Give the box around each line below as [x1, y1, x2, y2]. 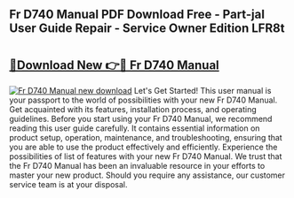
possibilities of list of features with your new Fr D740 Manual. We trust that [9, 151, 282, 162]
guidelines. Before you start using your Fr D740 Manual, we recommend [9, 114, 273, 124]
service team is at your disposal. [9, 179, 128, 189]
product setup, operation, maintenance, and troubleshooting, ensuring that [9, 133, 282, 142]
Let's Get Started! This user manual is [133, 86, 272, 95]
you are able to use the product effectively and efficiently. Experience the [9, 141, 278, 152]
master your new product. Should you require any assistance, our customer [9, 170, 286, 180]
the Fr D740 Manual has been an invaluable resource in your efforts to [9, 161, 266, 171]
